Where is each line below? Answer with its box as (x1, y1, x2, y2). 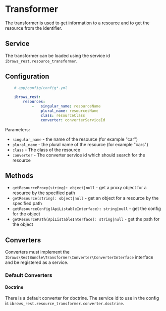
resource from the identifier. (5, 25, 62, 31)
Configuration (5, 72, 50, 81)
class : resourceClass (40, 113, 85, 118)
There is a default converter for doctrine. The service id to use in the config (5, 295, 160, 301)
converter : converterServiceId (40, 117, 106, 122)
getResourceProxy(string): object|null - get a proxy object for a (12, 185, 147, 191)
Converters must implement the (5, 249, 70, 255)
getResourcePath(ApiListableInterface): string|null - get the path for (12, 216, 160, 222)
